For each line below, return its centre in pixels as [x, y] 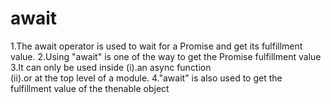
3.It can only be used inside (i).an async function [111, 67]
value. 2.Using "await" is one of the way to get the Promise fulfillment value [166, 56]
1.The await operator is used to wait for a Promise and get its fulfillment [156, 46]
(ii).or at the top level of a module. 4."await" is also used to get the [146, 78]
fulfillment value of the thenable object [90, 88]
